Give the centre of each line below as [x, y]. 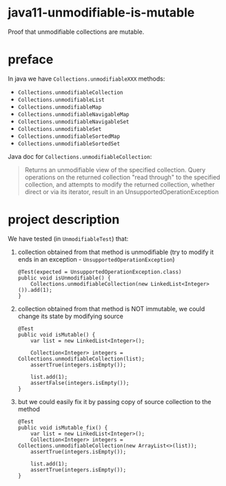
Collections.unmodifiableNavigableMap [73, 114]
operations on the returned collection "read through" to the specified [122, 177]
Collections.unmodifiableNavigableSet [73, 122]
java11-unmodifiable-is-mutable [101, 13]
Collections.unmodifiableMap [60, 107]
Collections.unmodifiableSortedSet [69, 144]
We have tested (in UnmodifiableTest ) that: [68, 238]
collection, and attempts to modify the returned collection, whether [120, 184]
